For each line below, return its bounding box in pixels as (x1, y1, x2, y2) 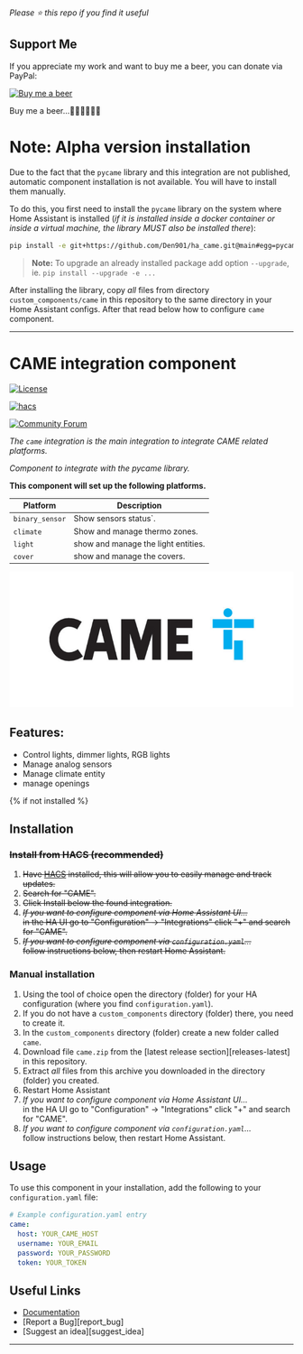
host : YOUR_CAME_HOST (17, 1230, 99, 1239)
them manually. (9, 186, 66, 197)
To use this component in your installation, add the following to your (9, 1183, 262, 1193)
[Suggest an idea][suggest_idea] (22, 1326, 144, 1337)
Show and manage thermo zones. (73, 526, 198, 537)
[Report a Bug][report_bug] (22, 1316, 124, 1328)
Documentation (22, 1307, 80, 1318)
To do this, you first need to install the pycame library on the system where (9, 203, 282, 214)
